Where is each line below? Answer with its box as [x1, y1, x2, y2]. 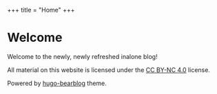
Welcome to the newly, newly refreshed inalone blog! [7, 52, 158, 60]
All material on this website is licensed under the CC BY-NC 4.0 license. [7, 65, 210, 74]
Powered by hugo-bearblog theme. [7, 79, 107, 87]
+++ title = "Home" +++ [7, 6, 75, 14]
